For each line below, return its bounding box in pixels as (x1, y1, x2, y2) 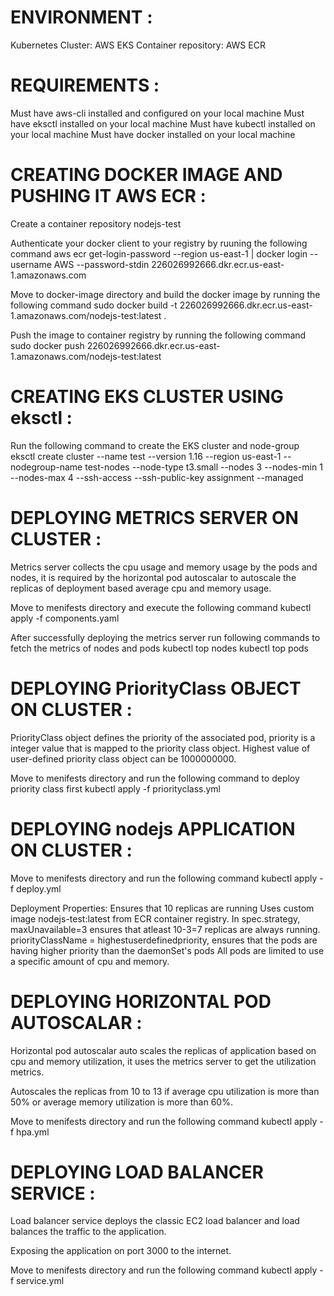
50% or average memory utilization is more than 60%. (10, 1096, 233, 1108)
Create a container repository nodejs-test (10, 217, 182, 230)
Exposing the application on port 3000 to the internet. (10, 1245, 232, 1257)
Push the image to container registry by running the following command (10, 329, 307, 341)
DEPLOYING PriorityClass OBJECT (10, 677, 302, 700)
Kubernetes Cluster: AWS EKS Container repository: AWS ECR (10, 39, 266, 51)
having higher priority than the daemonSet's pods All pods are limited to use (10, 944, 325, 956)
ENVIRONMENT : (10, 6, 153, 29)
